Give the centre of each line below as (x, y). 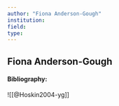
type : (15, 33)
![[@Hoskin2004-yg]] (38, 94)
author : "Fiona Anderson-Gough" (54, 14)
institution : (26, 20)
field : (17, 26)
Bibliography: (27, 79)
